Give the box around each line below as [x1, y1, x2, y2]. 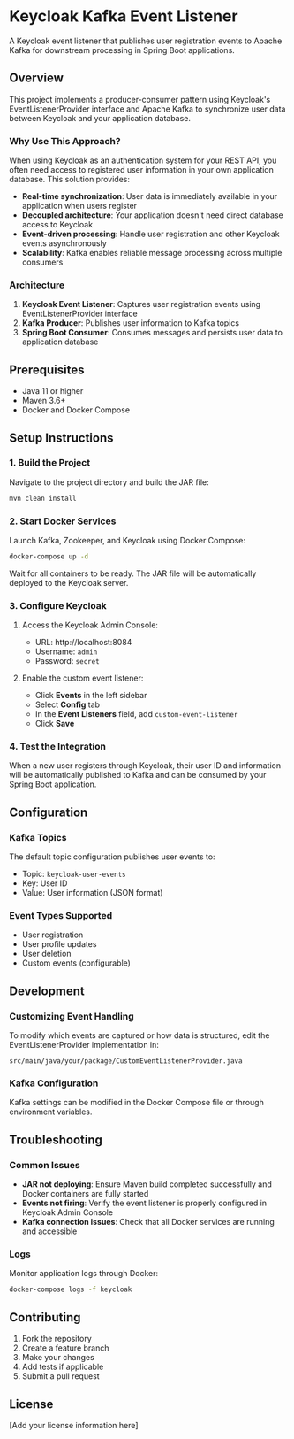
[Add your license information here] [9, 1420, 139, 1430]
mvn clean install [9, 494, 77, 503]
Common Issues [9, 1158, 81, 1171]
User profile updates [21, 939, 97, 950]
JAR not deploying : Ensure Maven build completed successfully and [21, 1179, 272, 1189]
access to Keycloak [21, 219, 94, 230]
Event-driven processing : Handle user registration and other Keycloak [21, 228, 280, 240]
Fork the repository [21, 1334, 93, 1344]
